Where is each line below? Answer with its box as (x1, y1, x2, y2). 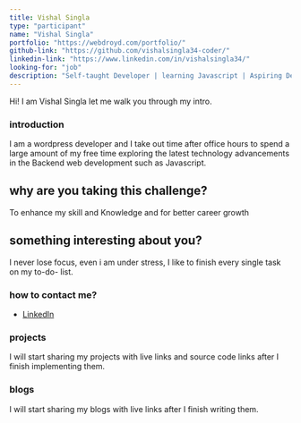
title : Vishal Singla (9, 13, 90, 22)
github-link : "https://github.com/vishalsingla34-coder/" (9, 47, 230, 55)
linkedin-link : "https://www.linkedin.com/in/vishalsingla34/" (9, 55, 251, 63)
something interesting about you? (9, 233, 202, 249)
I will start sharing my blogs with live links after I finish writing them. (9, 403, 259, 414)
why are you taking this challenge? (9, 183, 208, 199)
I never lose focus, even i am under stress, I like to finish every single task (9, 257, 281, 267)
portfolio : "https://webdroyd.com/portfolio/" (9, 38, 186, 47)
